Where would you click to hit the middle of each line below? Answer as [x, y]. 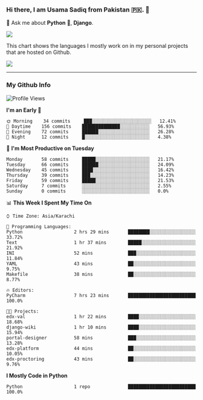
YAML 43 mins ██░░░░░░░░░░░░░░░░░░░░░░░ [101, 264]
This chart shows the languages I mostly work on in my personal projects [97, 46]
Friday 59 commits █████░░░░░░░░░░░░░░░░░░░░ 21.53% [90, 180]
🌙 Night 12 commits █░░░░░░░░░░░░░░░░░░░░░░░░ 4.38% [89, 137]
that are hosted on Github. [39, 52]
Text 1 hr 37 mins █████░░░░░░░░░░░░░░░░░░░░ [101, 242]
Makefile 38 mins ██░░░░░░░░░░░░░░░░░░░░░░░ [101, 274]
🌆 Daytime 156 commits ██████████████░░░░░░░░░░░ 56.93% [90, 126]
